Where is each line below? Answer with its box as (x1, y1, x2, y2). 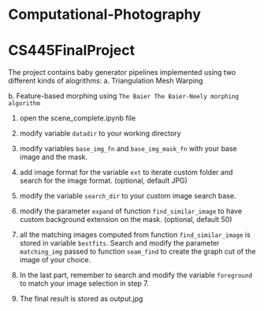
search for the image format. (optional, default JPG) (19, 176, 188, 186)
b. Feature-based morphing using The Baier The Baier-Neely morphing (8, 91, 239, 101)
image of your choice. (19, 255, 91, 265)
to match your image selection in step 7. (19, 279, 150, 288)
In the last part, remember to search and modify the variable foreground (19, 270, 253, 280)
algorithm (8, 100, 41, 108)
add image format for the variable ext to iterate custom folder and (19, 168, 233, 177)
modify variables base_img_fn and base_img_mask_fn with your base (19, 144, 238, 154)
